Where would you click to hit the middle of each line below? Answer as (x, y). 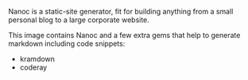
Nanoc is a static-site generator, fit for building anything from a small (121, 11)
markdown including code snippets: (67, 44)
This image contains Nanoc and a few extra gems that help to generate (124, 35)
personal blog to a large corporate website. (79, 20)
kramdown (37, 59)
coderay (33, 67)
